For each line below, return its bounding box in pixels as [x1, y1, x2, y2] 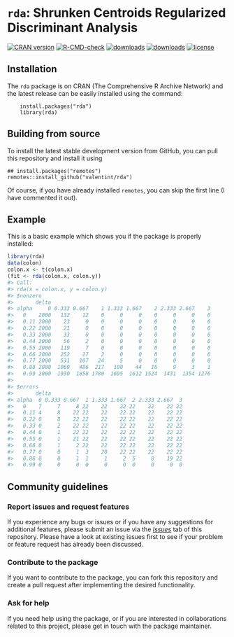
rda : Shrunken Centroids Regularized [7, 5, 226, 21]
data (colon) [7, 260, 42, 267]
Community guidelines [7, 481, 108, 493]
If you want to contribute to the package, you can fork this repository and [7, 573, 219, 582]
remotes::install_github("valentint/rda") [7, 174, 133, 181]
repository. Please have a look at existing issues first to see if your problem [7, 532, 224, 540]
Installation [7, 63, 57, 75]
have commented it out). [7, 193, 78, 202]
